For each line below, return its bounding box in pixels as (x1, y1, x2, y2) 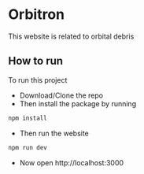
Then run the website (19, 128, 89, 138)
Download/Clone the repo (19, 91, 104, 100)
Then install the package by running (19, 98, 136, 108)
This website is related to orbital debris (8, 31, 135, 41)
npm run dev (8, 143, 47, 151)
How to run (8, 54, 64, 68)
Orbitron (8, 6, 65, 24)
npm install (8, 114, 47, 122)
